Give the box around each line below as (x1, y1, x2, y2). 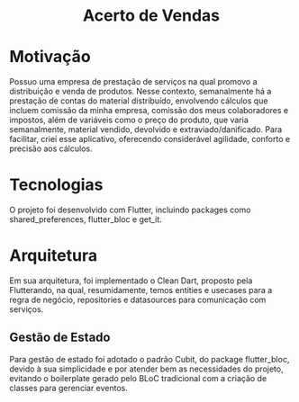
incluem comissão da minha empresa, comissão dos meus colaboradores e (9, 105, 289, 116)
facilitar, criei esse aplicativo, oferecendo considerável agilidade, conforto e (9, 134, 291, 145)
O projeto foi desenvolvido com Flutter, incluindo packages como (9, 204, 251, 216)
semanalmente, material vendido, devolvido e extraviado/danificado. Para (9, 124, 283, 135)
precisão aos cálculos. (9, 143, 93, 154)
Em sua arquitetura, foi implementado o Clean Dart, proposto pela (9, 275, 253, 286)
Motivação (9, 47, 92, 67)
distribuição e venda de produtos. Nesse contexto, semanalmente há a (9, 86, 272, 97)
